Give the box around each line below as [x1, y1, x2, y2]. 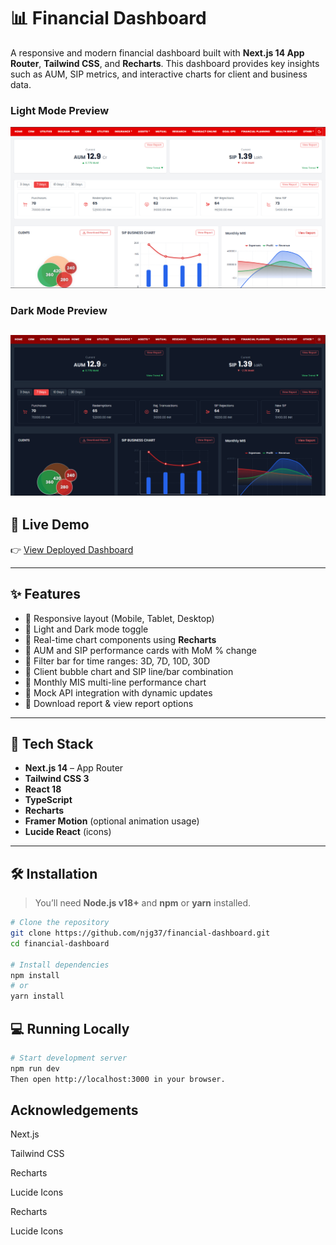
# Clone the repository [10, 918, 110, 928]
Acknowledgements [10, 1101, 139, 1119]
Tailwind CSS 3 [24, 773, 90, 785]
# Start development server [10, 1053, 128, 1063]
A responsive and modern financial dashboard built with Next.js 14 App [10, 46, 305, 59]
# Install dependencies [10, 960, 110, 970]
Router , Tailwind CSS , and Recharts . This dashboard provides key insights [10, 57, 320, 69]
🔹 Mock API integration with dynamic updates [24, 686, 213, 699]
